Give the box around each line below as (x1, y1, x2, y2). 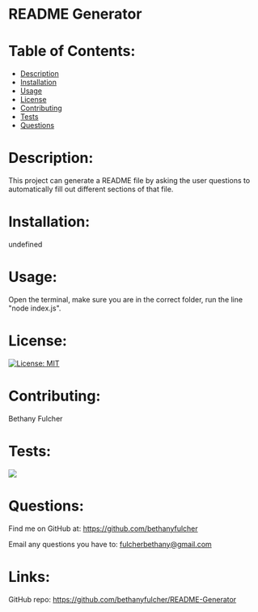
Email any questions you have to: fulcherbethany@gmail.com (8, 539, 212, 549)
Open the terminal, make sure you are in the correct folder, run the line (8, 294, 243, 304)
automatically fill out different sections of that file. (8, 184, 174, 195)
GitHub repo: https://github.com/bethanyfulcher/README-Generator (8, 594, 237, 604)
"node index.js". (8, 303, 61, 313)
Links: (8, 567, 51, 586)
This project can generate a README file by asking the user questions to (8, 176, 251, 186)
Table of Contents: (8, 42, 136, 61)
